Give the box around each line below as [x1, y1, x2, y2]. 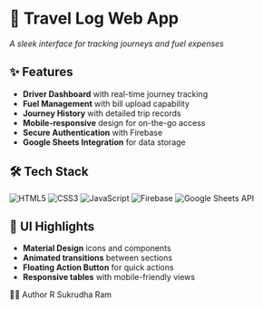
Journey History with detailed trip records [22, 108, 181, 119]
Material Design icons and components [22, 243, 171, 254]
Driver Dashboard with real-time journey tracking [22, 88, 209, 99]
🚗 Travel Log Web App [9, 8, 180, 29]
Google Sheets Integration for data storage [22, 136, 186, 148]
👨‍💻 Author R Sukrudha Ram [9, 289, 112, 300]
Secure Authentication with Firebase [22, 127, 163, 138]
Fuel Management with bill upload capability [22, 98, 190, 109]
